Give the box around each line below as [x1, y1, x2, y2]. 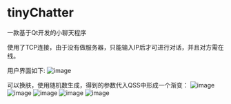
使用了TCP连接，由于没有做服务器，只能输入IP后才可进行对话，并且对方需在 [7, 43, 224, 51]
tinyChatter [7, 5, 74, 21]
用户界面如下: [7, 66, 46, 74]
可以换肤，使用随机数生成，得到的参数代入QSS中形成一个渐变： [7, 81, 189, 89]
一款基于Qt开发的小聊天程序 [7, 28, 87, 37]
